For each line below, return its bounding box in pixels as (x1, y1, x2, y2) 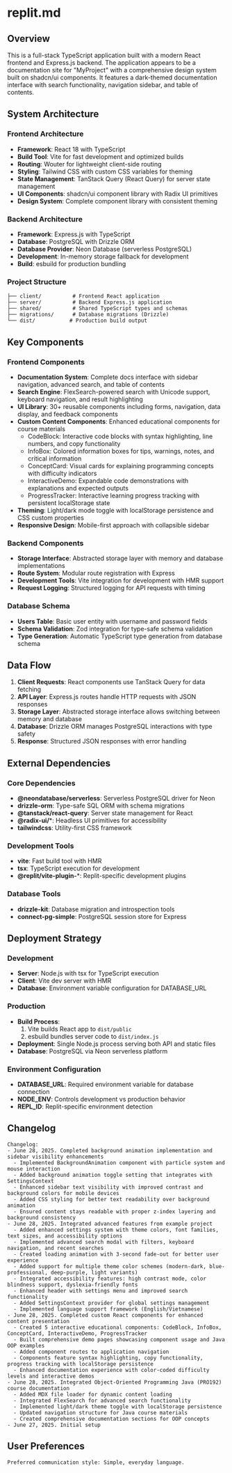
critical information (27, 454, 82, 463)
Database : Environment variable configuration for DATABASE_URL (17, 984, 207, 992)
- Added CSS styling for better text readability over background (13, 1196, 210, 1203)
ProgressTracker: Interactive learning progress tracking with (27, 491, 200, 500)
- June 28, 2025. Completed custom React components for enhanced (7, 1311, 204, 1318)
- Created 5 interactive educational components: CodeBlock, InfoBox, (13, 1324, 222, 1331)
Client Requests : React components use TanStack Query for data (17, 678, 206, 686)
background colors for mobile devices (7, 1189, 119, 1196)
